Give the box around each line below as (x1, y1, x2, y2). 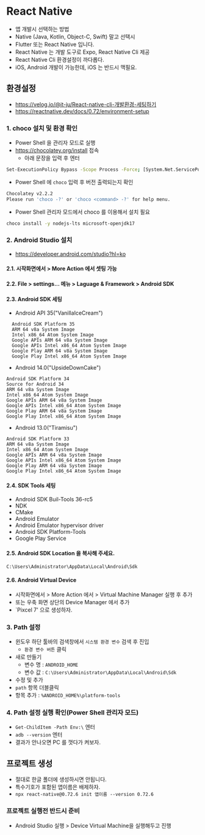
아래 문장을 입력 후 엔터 (24, 154, 81, 162)
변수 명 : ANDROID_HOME (24, 661, 78, 668)
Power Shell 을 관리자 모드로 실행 (15, 139, 96, 146)
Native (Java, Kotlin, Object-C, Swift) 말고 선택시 (15, 32, 135, 40)
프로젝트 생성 (6, 758, 53, 769)
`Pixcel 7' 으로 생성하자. (15, 606, 73, 613)
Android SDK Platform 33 (6, 436, 70, 442)
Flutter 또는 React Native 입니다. (15, 40, 95, 48)
